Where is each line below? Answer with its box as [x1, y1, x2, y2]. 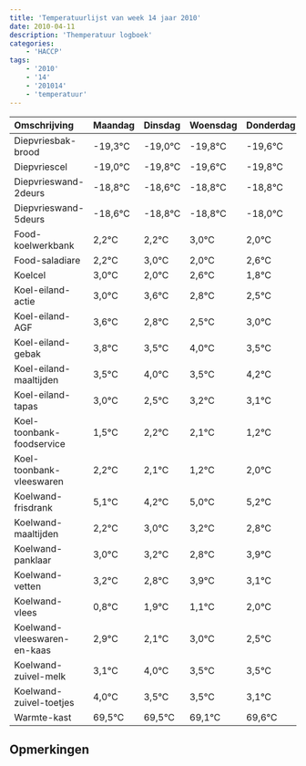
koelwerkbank [14, 239, 75, 252]
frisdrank [14, 501, 53, 513]
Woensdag [189, 119, 238, 131]
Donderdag [245, 119, 296, 131]
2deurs [14, 186, 46, 199]
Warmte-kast [14, 710, 72, 723]
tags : [9, 56, 30, 65]
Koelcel [14, 268, 46, 281]
